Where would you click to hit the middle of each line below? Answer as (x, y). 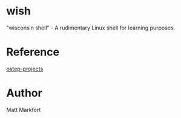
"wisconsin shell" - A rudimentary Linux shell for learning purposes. (91, 28)
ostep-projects (25, 69)
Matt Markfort (24, 110)
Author (24, 93)
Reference (33, 52)
